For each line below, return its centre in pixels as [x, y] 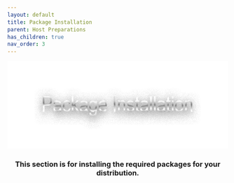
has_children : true [36, 37]
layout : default [31, 15]
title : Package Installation [50, 22]
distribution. [118, 173]
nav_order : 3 [26, 44]
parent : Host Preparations [47, 29]
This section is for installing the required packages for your [118, 164]
